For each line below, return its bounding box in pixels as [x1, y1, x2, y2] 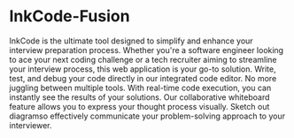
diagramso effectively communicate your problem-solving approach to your [9, 111, 286, 121]
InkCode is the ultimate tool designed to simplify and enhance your [9, 35, 254, 46]
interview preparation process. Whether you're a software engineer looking [9, 44, 284, 55]
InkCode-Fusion [9, 6, 130, 27]
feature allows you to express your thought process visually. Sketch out [9, 101, 270, 111]
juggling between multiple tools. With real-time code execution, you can [9, 82, 272, 93]
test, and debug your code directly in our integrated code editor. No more [9, 73, 277, 83]
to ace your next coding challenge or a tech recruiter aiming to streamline [9, 54, 277, 65]
